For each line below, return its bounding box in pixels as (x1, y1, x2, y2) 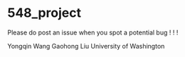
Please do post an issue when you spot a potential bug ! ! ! (7, 28, 179, 37)
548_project (7, 5, 82, 21)
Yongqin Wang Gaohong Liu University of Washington (7, 42, 165, 50)
